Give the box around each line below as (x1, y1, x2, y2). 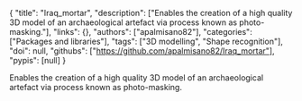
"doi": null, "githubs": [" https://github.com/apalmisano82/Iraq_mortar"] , (9, 46, 275, 56)
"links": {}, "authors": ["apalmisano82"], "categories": (52, 27, 252, 37)
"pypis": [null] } (9, 55, 66, 65)
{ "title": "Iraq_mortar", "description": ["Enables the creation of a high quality (9, 8, 293, 18)
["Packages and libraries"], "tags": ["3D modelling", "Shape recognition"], (9, 36, 284, 46)
